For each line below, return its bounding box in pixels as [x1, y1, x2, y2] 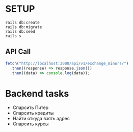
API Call [5, 47, 31, 56]
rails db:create [5, 20, 40, 25]
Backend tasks [5, 87, 69, 99]
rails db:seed [5, 29, 36, 34]
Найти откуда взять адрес [12, 116, 70, 122]
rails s [5, 33, 22, 38]
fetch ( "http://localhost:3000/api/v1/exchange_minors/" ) [5, 61, 129, 66]
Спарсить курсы [12, 121, 49, 127]
